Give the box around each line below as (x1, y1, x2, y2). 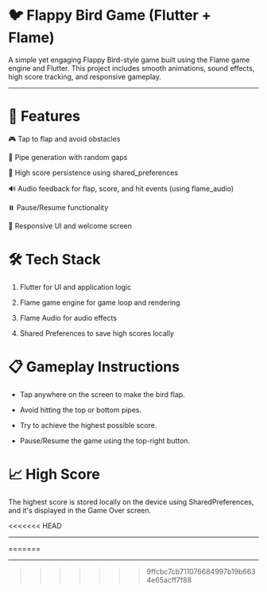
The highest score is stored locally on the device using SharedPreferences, (8, 497, 254, 506)
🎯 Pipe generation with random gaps (8, 152, 128, 162)
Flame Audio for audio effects (19, 313, 118, 322)
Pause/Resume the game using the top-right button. (19, 435, 191, 446)
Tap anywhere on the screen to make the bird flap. (19, 389, 185, 399)
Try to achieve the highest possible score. (19, 420, 157, 430)
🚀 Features (8, 107, 81, 126)
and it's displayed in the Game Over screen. (8, 505, 152, 515)
